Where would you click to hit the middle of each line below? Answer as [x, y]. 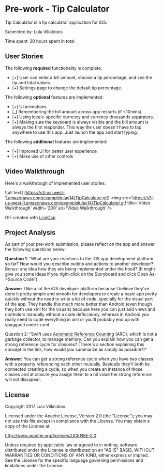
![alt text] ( [15, 192]
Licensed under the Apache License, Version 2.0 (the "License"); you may [79, 416]
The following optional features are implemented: [54, 97]
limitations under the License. [34, 466]
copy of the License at [27, 426]
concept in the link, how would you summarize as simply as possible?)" [76, 349]
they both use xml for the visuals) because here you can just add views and [80, 309]
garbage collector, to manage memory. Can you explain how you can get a [79, 339]
